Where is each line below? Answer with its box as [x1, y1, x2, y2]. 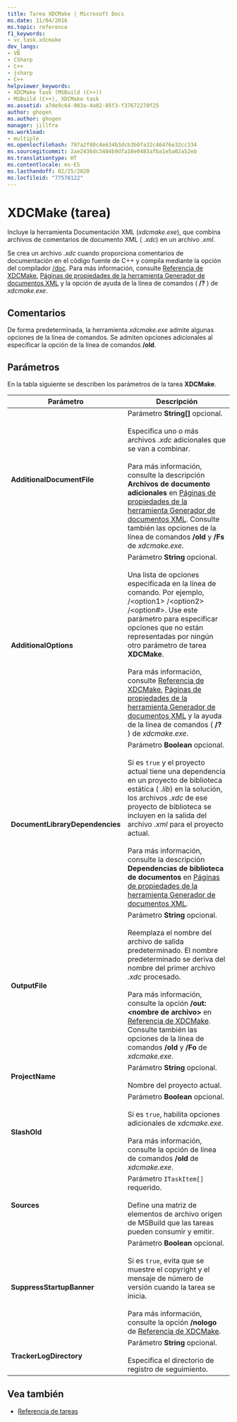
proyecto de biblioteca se [127, 802, 212, 812]
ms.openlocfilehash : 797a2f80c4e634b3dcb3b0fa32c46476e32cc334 [7, 142, 197, 149]
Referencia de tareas [17, 1406, 79, 1415]
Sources [11, 1201, 40, 1210]
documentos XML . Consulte [127, 514, 220, 524]
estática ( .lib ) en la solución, [127, 784, 223, 794]
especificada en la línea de [127, 579, 217, 589]
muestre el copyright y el [127, 1265, 210, 1275]
